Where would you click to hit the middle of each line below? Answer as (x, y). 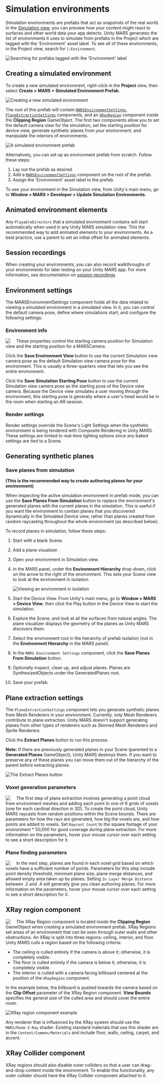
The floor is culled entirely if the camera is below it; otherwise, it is (79, 962)
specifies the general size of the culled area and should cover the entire (78, 998)
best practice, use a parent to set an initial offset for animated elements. (78, 237)
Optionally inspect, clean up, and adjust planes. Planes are (72, 668)
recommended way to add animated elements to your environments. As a (79, 232)
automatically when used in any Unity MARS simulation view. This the (75, 227)
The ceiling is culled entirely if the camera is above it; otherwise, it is (81, 952)
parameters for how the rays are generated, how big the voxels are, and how (82, 819)
